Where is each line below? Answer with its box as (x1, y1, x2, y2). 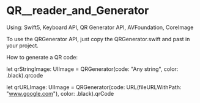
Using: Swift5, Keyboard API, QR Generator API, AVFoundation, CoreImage (6, 24, 194, 31)
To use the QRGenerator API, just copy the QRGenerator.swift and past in (6, 35, 190, 42)
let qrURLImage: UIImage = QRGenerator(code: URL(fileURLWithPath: (6, 83, 182, 91)
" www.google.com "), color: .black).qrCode (6, 90, 114, 97)
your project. (6, 42, 39, 49)
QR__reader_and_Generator (6, 4, 149, 18)
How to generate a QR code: (6, 53, 78, 61)
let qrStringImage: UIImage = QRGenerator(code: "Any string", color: (6, 65, 179, 73)
